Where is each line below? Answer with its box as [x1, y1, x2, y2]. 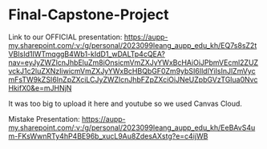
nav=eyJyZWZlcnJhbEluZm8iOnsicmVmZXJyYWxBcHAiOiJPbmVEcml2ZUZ [8, 58, 259, 67]
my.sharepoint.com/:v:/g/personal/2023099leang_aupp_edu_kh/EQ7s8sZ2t [8, 40, 257, 50]
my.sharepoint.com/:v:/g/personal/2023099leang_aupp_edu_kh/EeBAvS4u [8, 123, 256, 132]
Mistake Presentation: [8, 114, 80, 123]
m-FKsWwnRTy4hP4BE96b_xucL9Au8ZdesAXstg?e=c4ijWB [8, 131, 208, 141]
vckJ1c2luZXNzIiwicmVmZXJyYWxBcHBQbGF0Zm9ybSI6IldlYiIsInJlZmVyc [8, 66, 256, 75]
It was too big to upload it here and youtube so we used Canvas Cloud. [8, 99, 243, 108]
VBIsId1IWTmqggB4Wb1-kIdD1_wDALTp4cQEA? [8, 49, 166, 58]
